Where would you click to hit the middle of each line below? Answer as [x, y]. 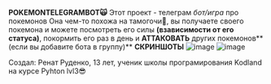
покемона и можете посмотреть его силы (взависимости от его [121, 29]
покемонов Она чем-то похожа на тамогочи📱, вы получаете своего [126, 21]
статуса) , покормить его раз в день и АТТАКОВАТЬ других [112, 38]
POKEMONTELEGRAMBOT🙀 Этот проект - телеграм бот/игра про [124, 13]
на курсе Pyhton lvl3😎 [48, 71]
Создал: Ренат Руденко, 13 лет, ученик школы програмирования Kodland [135, 62]
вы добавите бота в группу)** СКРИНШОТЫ [107, 47]
